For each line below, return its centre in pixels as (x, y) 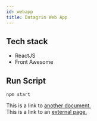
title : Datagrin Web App (37, 17)
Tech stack (27, 41)
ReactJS (25, 56)
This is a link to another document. (48, 106)
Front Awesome (34, 62)
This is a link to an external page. (47, 112)
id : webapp (20, 12)
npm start (18, 95)
